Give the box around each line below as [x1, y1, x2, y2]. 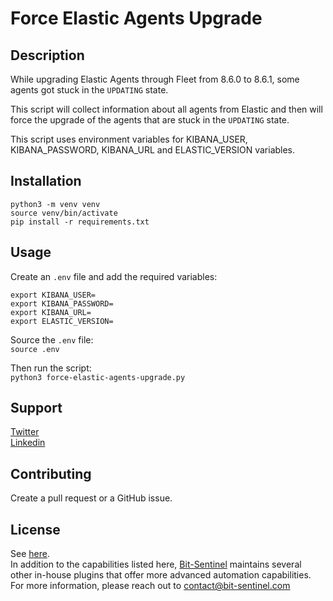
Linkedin [10, 437, 46, 449]
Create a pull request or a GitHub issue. [10, 492, 173, 504]
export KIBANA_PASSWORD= [10, 298, 114, 309]
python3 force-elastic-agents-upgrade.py [10, 372, 186, 382]
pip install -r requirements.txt [10, 217, 150, 227]
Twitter [10, 426, 40, 438]
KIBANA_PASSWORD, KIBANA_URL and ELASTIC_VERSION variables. [10, 144, 296, 156]
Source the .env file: [10, 333, 94, 346]
